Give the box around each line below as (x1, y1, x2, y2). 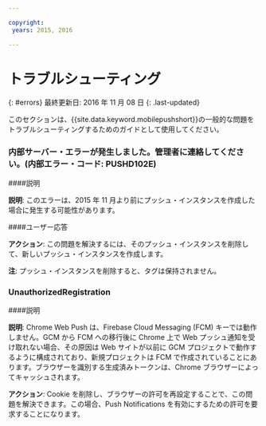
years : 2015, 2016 (11, 26, 73, 34)
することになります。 (14, 409, 85, 419)
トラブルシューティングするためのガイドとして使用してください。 (8, 124, 224, 134)
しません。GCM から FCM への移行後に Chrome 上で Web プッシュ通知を (8, 333, 248, 342)
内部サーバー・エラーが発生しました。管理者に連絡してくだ (8, 147, 237, 158)
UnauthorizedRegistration (8, 286, 111, 298)
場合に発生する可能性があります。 (8, 205, 119, 215)
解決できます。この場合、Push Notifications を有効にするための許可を (22, 400, 252, 409)
